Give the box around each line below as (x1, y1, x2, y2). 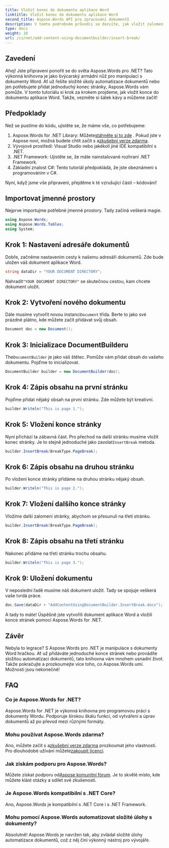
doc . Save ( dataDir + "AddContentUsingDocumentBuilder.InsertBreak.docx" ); (5, 602, 163, 608)
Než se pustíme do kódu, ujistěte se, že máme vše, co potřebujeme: (5, 122, 146, 129)
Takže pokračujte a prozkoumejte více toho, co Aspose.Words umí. (5, 661, 144, 667)
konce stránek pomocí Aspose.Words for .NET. (5, 617, 103, 623)
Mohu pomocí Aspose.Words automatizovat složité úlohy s (5, 814, 152, 821)
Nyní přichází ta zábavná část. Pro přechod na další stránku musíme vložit (5, 433, 158, 439)
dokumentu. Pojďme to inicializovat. (5, 359, 79, 366)
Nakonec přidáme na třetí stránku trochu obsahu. (5, 550, 107, 556)
